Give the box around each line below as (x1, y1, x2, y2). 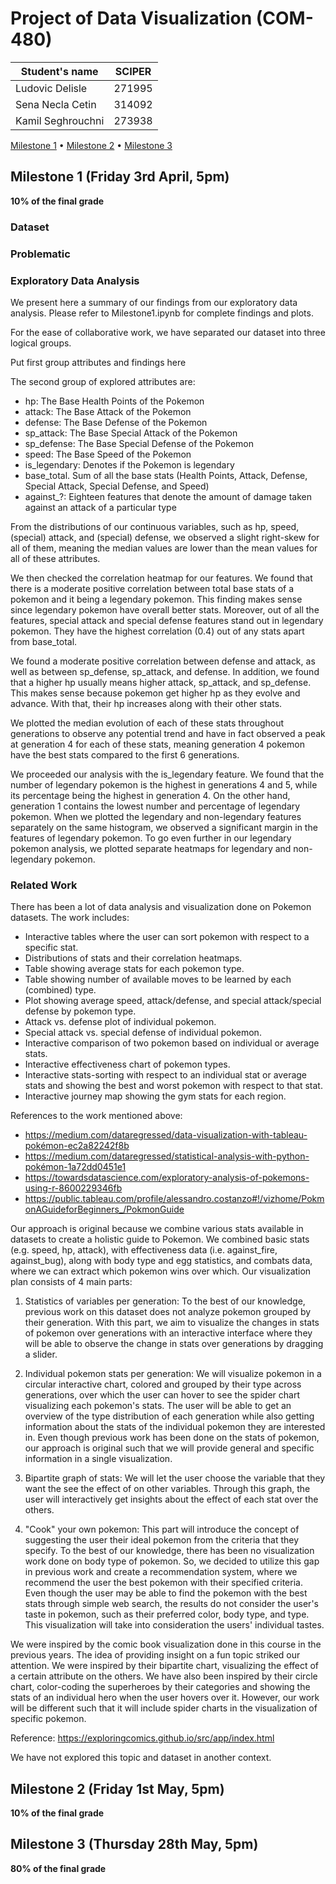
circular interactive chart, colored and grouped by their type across (24, 1378, 302, 1391)
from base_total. (10, 635, 78, 647)
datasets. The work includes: (10, 912, 130, 924)
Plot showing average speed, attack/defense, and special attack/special (24, 995, 322, 1007)
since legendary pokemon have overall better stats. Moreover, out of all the (10, 603, 320, 616)
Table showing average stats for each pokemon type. (24, 963, 245, 975)
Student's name (20, 64, 99, 78)
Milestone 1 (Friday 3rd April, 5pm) (10, 168, 230, 186)
